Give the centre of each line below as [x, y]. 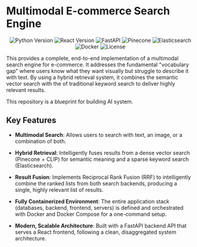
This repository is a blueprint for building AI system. [70, 101]
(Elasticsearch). [34, 165]
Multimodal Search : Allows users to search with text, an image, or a [98, 135]
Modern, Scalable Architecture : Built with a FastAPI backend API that [101, 225]
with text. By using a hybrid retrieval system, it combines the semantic [93, 77]
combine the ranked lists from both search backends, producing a [96, 183]
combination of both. [41, 141]
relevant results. [26, 90]
